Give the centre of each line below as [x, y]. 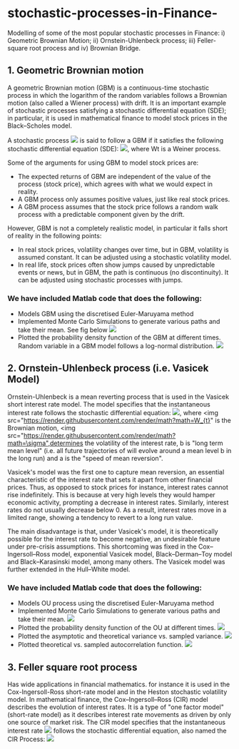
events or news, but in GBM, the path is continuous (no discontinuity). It [123, 272]
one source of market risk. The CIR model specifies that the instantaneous [117, 722]
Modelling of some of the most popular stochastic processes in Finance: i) [117, 33]
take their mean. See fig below [63, 330]
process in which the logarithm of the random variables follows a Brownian [117, 95]
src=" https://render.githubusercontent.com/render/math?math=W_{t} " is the [119, 420]
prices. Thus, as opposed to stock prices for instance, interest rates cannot [118, 487]
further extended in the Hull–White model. [69, 569]
